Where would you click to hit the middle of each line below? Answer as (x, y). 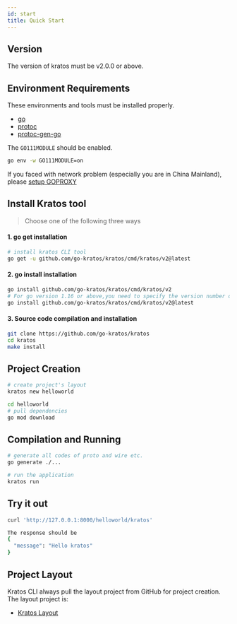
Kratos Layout (38, 613)
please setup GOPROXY (42, 182)
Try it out (28, 504)
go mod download (31, 418)
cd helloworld (28, 404)
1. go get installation (37, 237)
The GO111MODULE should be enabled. (60, 148)
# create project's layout (47, 385)
